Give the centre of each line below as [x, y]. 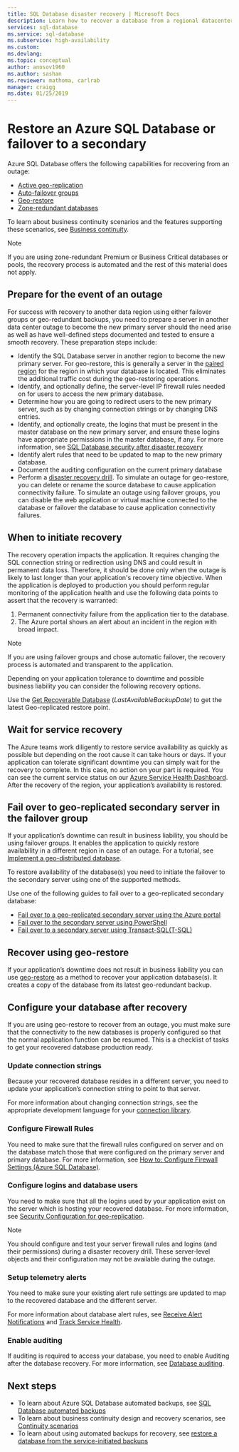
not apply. [22, 273]
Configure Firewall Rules [51, 1129]
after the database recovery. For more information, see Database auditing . [116, 1364]
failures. [30, 515]
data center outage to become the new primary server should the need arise [119, 327]
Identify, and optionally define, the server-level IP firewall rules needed [121, 386]
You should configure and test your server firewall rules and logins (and [112, 1244]
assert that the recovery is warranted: [63, 600]
